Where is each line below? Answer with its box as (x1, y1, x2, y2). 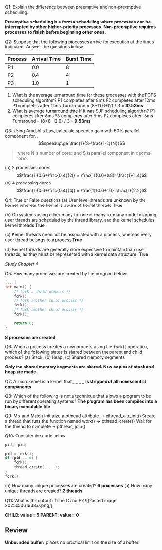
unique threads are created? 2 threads (5, 488, 83, 494)
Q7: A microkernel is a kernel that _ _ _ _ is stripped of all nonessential (5, 378, 146, 384)
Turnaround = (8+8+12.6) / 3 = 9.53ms (12, 118, 91, 124)
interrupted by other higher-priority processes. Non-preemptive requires (5, 24, 156, 30)
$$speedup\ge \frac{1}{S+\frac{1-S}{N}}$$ (38, 140, 125, 146)
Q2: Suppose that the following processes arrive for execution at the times (5, 39, 154, 45)
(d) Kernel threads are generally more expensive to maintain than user (5, 247, 145, 252)
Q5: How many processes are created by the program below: (5, 271, 127, 276)
